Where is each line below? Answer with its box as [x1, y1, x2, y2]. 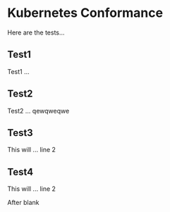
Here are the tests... [7, 28, 65, 37]
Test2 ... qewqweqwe [7, 106, 70, 115]
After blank [7, 199, 40, 207]
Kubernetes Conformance [7, 5, 164, 21]
